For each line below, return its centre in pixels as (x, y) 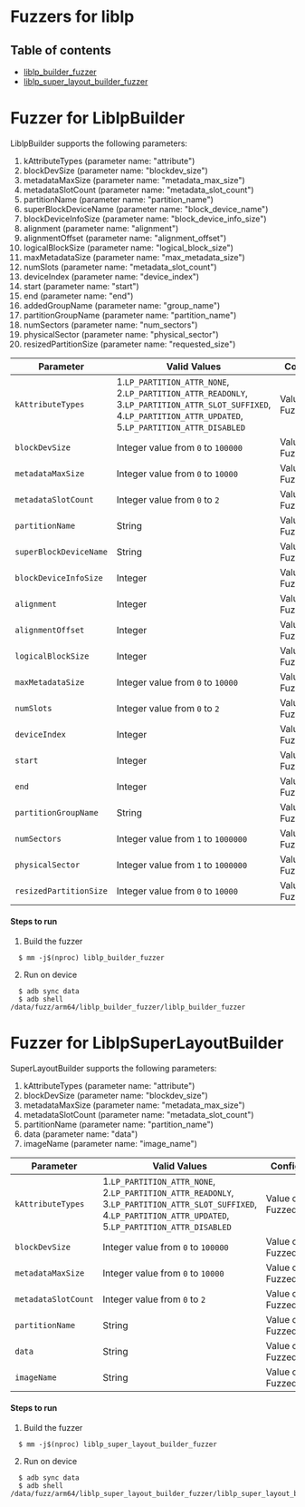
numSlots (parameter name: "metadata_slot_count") (120, 267)
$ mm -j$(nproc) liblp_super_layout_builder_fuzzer (118, 1444)
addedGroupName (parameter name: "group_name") (122, 305)
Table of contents (61, 50)
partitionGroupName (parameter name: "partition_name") (130, 315)
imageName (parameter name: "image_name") (110, 1144)
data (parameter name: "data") (81, 1134)
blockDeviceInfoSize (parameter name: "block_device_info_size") (145, 219)
